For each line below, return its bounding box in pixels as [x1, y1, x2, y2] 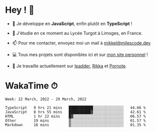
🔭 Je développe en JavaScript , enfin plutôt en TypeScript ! [12, 21, 132, 26]
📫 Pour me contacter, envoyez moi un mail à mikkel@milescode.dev [12, 40, 151, 46]
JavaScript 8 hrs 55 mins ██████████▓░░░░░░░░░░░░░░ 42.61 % [5, 109, 146, 114]
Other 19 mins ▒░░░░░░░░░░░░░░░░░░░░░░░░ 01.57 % [5, 118, 146, 123]
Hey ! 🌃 [5, 4, 35, 16]
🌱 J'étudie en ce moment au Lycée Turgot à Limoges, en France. [12, 30, 143, 36]
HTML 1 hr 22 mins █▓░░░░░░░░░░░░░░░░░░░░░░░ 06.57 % [5, 114, 146, 119]
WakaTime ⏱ [5, 80, 58, 91]
